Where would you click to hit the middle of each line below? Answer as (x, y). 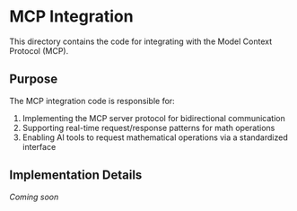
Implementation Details (76, 176)
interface (39, 146)
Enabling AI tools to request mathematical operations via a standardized (155, 137)
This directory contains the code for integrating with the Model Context (141, 41)
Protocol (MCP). (39, 50)
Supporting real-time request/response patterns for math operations (148, 127)
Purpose (34, 79)
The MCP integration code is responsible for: (92, 101)
